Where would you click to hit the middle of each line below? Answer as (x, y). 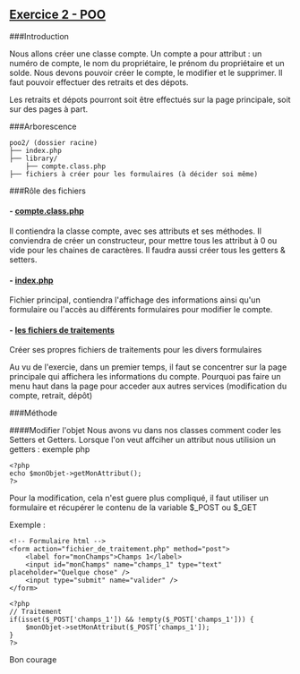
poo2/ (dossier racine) (54, 142)
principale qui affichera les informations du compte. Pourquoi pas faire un (145, 377)
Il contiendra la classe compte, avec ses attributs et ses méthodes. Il (136, 231)
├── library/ (34, 158)
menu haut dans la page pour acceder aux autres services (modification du (148, 386)
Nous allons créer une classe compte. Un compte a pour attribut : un (136, 54)
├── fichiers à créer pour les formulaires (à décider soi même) (133, 174)
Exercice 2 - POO (57, 15)
